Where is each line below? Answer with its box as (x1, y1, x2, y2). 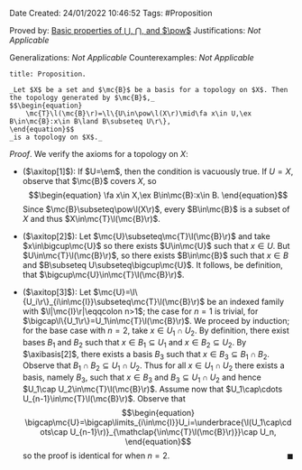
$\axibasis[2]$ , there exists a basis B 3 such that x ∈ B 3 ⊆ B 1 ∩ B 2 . (22, 348, 270, 362)
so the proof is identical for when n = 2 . (22, 450, 170, 461)
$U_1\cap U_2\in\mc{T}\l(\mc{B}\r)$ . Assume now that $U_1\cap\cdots (22, 383, 283, 394)
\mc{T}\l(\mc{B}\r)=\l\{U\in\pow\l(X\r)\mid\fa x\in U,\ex (25, 109, 252, 118)
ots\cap (40, 426, 69, 437)
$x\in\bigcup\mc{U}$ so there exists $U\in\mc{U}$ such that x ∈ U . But (22, 241, 290, 251)
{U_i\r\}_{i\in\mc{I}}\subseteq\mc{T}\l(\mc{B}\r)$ (22, 297, 206, 307)
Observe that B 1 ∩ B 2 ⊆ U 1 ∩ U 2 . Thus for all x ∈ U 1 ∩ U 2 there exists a (22, 360, 285, 373)
